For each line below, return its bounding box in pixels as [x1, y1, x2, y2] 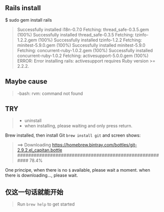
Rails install [5, 4, 41, 12]
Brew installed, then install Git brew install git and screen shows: [5, 132, 141, 138]
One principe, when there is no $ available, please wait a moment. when [5, 167, 151, 173]
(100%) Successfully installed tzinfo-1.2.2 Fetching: [38, 37, 142, 43]
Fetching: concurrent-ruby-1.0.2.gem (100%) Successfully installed [17, 47, 153, 53]
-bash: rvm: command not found [17, 91, 83, 96]
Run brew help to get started [17, 201, 75, 207]
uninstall [24, 118, 42, 123]
